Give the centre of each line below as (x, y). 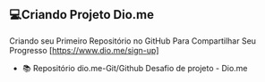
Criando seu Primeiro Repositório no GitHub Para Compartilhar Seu (133, 41)
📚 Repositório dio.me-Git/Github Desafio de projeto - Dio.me (135, 68)
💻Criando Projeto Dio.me (82, 15)
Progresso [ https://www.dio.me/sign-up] (84, 50)
